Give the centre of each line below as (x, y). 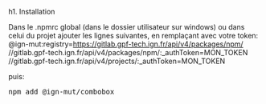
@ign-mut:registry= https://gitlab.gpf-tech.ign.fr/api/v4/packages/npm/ (126, 44)
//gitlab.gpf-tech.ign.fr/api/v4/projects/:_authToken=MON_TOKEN (117, 61)
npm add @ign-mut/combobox (61, 92)
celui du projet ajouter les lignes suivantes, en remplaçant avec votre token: (133, 36)
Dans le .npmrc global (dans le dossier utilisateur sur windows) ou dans (127, 27)
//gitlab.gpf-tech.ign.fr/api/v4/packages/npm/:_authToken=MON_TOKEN (128, 52)
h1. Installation (32, 12)
